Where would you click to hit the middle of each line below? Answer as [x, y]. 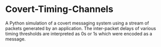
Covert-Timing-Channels [59, 9]
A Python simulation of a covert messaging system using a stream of [77, 23]
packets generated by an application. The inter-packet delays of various [81, 28]
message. [15, 39]
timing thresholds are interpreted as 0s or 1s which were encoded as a [79, 33]
